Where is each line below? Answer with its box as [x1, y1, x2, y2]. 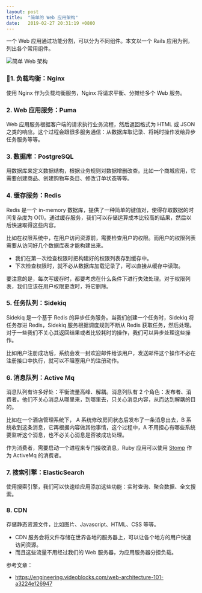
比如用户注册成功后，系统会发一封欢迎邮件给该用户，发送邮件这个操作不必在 [6, 349, 196, 356]
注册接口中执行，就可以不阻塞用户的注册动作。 [6, 357, 122, 364]
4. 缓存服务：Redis [6, 191, 61, 200]
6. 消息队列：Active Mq [6, 373, 75, 382]
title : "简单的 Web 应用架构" [6, 14, 78, 21]
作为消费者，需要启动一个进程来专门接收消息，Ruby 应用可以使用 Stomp [6, 444, 185, 452]
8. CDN [6, 506, 28, 514]
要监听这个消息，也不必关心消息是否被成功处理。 [6, 431, 127, 438]
